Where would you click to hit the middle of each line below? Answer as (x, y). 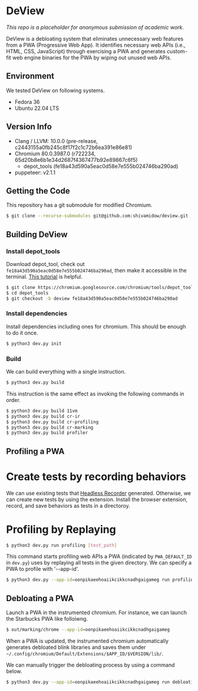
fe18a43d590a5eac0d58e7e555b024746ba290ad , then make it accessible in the (96, 270)
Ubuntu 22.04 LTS (37, 108)
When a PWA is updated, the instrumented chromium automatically (88, 641)
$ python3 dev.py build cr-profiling (52, 422)
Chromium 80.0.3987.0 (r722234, (55, 153)
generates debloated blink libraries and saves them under (76, 647)
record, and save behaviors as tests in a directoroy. (68, 505)
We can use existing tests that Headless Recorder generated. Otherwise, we (99, 493)
